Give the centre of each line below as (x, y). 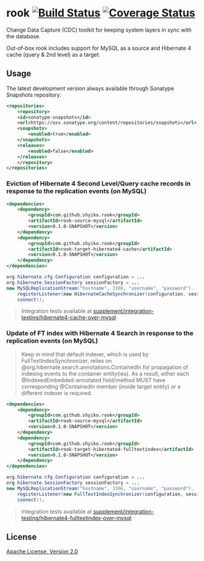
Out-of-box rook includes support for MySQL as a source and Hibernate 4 (99, 48)
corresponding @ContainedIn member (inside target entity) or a (101, 387)
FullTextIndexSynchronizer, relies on (66, 360)
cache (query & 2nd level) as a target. (53, 54)
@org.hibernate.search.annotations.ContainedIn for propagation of (104, 367)
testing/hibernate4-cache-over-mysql (69, 318)
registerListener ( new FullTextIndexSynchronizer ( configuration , (100, 494)
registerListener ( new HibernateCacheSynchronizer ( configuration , (102, 294)
